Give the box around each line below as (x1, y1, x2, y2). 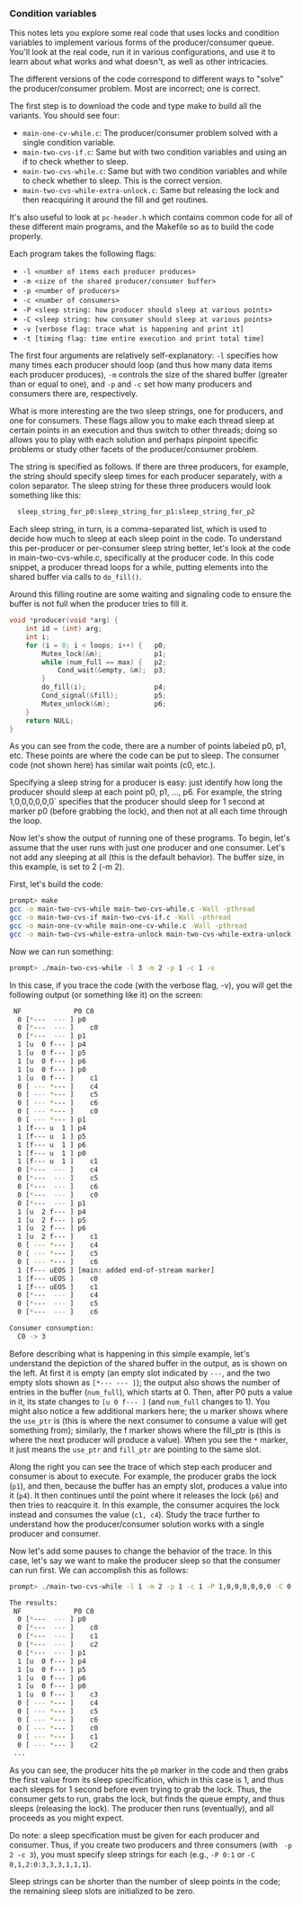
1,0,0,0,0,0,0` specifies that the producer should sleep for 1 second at (9, 797, 265, 807)
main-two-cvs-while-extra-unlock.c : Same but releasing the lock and (22, 185, 280, 196)
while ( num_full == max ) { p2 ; (41, 657, 167, 667)
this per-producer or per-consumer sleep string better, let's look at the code (9, 543, 291, 554)
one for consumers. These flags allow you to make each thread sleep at (9, 415, 275, 426)
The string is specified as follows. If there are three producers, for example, (9, 461, 289, 472)
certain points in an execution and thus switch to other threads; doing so (9, 425, 278, 436)
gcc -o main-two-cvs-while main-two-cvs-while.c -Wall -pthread (9, 904, 255, 914)
